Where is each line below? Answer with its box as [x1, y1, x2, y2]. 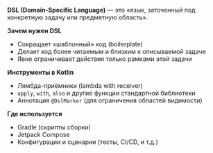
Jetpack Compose [17, 131, 71, 138]
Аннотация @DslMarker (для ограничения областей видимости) [17, 96, 203, 105]
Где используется [7, 110, 62, 118]
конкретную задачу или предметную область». [7, 13, 148, 21]
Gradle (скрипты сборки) [17, 123, 92, 131]
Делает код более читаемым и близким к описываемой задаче [17, 48, 206, 55]
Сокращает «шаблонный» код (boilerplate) [17, 40, 144, 48]
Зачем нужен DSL [7, 27, 62, 35]
